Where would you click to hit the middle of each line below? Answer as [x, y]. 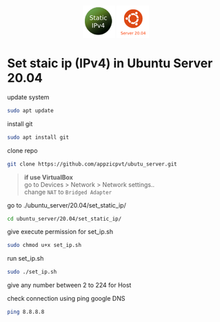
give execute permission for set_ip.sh [60, 232]
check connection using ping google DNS [66, 299]
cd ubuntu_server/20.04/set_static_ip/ [64, 219]
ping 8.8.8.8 [26, 312]
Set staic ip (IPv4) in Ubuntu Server [110, 63]
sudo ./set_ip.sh [32, 272]
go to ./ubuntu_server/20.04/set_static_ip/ [67, 205]
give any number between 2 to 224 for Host [69, 285]
